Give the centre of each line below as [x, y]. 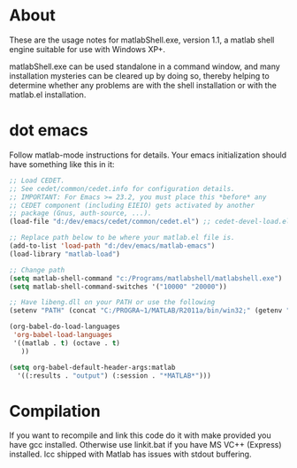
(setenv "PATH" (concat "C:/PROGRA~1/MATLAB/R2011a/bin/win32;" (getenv [146, 311]
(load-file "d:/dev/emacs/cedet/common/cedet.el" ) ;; [110, 222]
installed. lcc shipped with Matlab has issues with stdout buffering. [130, 454]
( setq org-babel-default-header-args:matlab [92, 367]
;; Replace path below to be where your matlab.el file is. [122, 238]
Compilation [55, 411]
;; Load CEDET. [37, 180]
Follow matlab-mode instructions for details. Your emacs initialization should [148, 155]
